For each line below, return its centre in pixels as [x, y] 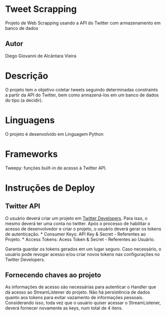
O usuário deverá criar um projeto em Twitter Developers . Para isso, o [76, 218]
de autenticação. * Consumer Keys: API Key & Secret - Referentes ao [76, 234]
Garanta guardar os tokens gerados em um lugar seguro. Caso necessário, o [83, 249]
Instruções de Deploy [50, 188]
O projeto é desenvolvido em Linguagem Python [55, 134]
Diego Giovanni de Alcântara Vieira [41, 56]
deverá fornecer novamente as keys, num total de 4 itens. [64, 308]
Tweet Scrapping [41, 9]
